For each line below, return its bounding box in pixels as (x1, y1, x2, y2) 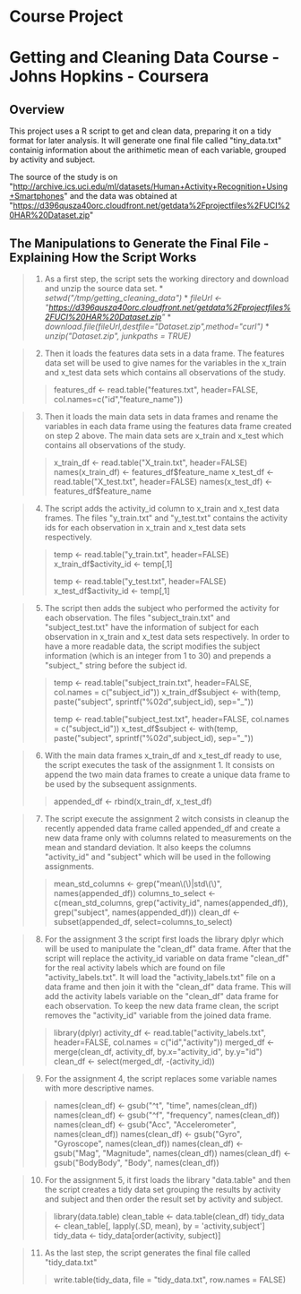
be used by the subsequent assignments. (44, 779, 197, 789)
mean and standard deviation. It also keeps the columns (44, 842, 252, 852)
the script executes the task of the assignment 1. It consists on (44, 760, 275, 770)
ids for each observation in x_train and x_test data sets (44, 522, 246, 532)
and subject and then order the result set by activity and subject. (44, 1194, 284, 1204)
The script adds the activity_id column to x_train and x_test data (44, 504, 279, 513)
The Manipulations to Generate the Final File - (9, 236, 270, 251)
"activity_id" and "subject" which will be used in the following (44, 851, 271, 862)
